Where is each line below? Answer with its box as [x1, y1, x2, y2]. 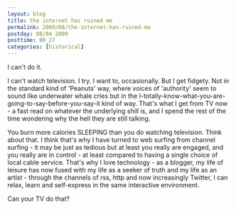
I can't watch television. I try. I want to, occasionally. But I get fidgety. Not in [7, 77, 230, 85]
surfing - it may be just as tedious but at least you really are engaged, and [7, 143, 224, 151]
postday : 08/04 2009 [7, 30, 69, 38]
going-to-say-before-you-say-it [7, 99, 101, 107]
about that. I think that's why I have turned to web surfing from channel [7, 136, 215, 144]
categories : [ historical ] [7, 43, 84, 50]
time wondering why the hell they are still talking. [7, 114, 151, 123]
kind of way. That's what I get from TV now [102, 99, 228, 107]
